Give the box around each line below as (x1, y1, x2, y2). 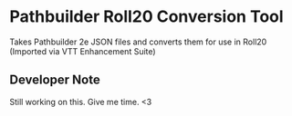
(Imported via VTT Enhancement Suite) (9, 45, 157, 56)
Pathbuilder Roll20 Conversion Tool (9, 6, 285, 27)
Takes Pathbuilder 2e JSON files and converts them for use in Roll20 (9, 36, 267, 47)
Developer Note (9, 72, 100, 88)
